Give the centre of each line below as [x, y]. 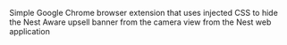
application [30, 31]
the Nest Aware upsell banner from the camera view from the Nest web [140, 22]
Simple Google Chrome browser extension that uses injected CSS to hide [144, 13]
